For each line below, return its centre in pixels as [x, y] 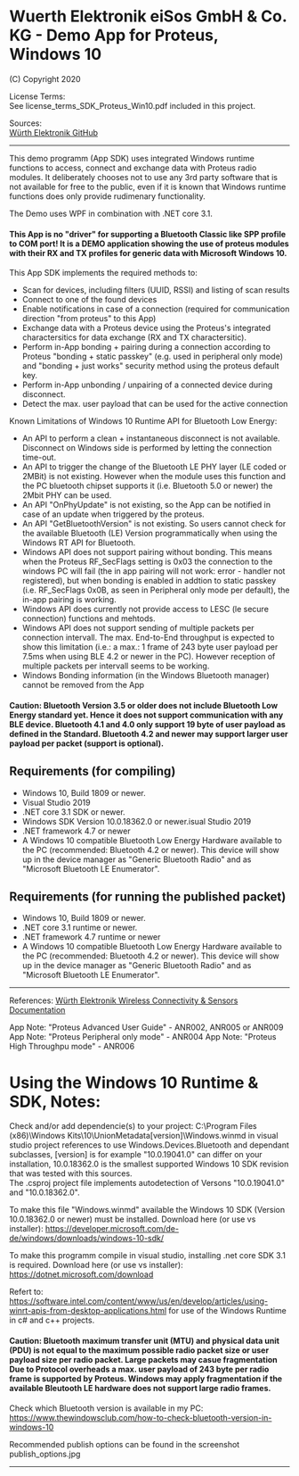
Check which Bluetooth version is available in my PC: [106, 1408]
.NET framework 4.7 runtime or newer [91, 937]
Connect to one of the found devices [89, 300]
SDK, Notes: [55, 1102]
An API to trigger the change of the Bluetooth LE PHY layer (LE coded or [154, 467]
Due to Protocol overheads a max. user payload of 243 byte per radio [139, 1369]
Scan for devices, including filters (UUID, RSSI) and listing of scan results [156, 290]
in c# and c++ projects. [52, 1320]
